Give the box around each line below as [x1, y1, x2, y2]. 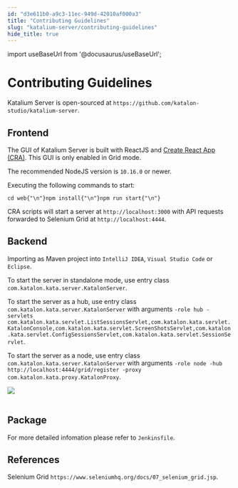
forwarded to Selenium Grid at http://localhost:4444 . [7, 215, 167, 223]
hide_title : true [7, 30, 59, 38]
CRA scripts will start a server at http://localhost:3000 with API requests [7, 208, 224, 215]
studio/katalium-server [7, 108, 78, 115]
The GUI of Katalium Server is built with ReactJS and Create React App [7, 146, 216, 154]
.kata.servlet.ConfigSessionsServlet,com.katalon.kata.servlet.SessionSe [7, 331, 232, 338]
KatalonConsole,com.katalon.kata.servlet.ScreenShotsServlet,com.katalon [7, 325, 232, 332]
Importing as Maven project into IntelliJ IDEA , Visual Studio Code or [7, 254, 213, 263]
